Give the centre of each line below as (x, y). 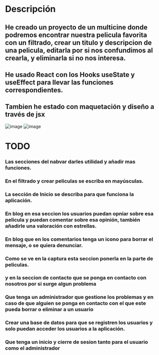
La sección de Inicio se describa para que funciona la (69, 194)
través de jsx (25, 114)
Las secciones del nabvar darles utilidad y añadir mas (70, 161)
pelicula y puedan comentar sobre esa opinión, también (73, 220)
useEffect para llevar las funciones (59, 82)
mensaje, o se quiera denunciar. (44, 245)
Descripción (30, 9)
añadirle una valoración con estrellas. (51, 226)
